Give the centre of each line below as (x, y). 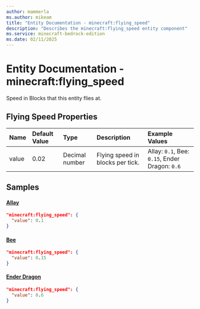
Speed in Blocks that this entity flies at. (54, 98)
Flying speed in (118, 154)
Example (160, 134)
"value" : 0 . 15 (29, 258)
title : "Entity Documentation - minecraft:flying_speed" (78, 23)
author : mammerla (28, 12)
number (74, 162)
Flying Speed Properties (52, 117)
